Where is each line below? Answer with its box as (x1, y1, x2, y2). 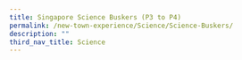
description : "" (9, 29, 70, 38)
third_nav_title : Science (9, 37, 105, 47)
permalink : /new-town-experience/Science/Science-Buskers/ (9, 21, 234, 30)
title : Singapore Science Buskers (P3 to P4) (9, 12, 181, 22)
